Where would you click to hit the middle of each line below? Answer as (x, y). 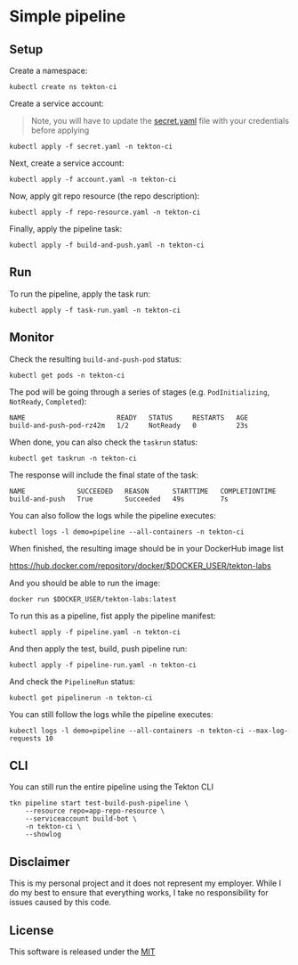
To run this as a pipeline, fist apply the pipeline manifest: (113, 616)
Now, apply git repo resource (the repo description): (105, 196)
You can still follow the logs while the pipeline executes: (111, 714)
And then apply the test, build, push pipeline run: (98, 649)
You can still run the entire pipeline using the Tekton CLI (111, 787)
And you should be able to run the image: (85, 583)
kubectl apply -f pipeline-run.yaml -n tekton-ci (103, 665)
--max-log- (268, 731)
